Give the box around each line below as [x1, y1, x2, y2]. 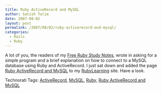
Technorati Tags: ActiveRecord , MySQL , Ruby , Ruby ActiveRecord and [5, 77, 146, 83]
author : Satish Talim [5, 12, 49, 17]
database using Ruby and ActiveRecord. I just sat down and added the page [5, 62, 157, 68]
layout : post [5, 20, 32, 26]
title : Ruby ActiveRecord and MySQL [5, 7, 79, 12]
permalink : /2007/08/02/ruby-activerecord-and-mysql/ [5, 25, 117, 30]
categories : [5, 30, 29, 35]
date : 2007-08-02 [5, 16, 40, 21]
